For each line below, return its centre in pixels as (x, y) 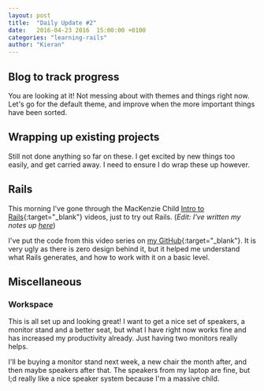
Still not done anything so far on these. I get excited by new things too (122, 156)
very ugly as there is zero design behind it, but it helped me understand (124, 248)
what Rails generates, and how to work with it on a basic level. (109, 257)
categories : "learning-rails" (58, 37)
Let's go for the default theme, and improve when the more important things (132, 104)
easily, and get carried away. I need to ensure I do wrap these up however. (129, 164)
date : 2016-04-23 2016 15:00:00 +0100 (77, 30)
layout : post (30, 15)
